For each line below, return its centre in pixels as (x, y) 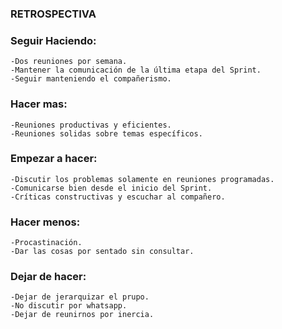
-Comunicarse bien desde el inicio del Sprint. (111, 188)
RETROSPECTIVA (53, 14)
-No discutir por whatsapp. (69, 306)
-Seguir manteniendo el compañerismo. (91, 79)
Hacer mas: (39, 104)
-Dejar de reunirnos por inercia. (82, 315)
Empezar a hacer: (54, 159)
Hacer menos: (45, 222)
